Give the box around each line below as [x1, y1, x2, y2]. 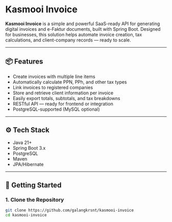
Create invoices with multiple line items [12, 73, 96, 79]
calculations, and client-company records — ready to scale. [5, 37, 132, 43]
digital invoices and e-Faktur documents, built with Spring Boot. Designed [5, 26, 161, 32]
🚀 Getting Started [5, 180, 62, 189]
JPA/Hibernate [12, 161, 44, 167]
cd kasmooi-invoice [5, 213, 47, 218]
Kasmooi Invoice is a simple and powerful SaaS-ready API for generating [5, 21, 160, 27]
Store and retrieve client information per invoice [12, 90, 114, 96]
